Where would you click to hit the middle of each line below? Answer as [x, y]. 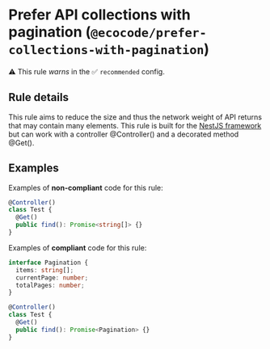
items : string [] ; [45, 270]
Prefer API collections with [100, 15]
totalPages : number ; [50, 285]
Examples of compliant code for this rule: [78, 247]
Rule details [38, 97]
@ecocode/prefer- [149, 34]
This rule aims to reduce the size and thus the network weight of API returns [135, 117]
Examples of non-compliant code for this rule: [86, 187]
